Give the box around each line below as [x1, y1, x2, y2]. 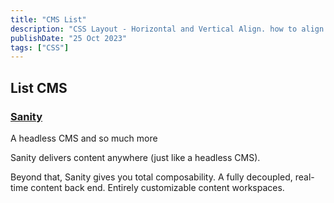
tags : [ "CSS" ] [10, 42, 70, 53]
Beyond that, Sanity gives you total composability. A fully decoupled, [10, 171, 293, 183]
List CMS [10, 79, 68, 96]
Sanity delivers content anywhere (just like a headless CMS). [10, 151, 261, 163]
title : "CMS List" [10, 14, 87, 25]
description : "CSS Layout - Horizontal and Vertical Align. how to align [10, 24, 325, 34]
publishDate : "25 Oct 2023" [10, 33, 128, 43]
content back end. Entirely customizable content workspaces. [30, 181, 285, 193]
